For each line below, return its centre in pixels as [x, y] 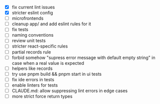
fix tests [20, 30]
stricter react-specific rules [40, 46]
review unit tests [29, 41]
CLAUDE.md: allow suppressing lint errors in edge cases [70, 91]
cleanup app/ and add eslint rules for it [51, 24]
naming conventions [33, 35]
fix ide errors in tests [33, 79]
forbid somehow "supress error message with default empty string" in [83, 57]
